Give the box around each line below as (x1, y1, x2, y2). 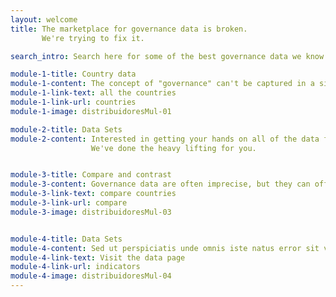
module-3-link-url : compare (10, 198, 128, 208)
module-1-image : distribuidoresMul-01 (10, 106, 172, 116)
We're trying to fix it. (41, 33, 145, 43)
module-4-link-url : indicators (10, 262, 141, 272)
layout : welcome (10, 14, 78, 25)
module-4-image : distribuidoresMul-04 (10, 271, 172, 281)
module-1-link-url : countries (10, 97, 137, 107)
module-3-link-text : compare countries (10, 189, 177, 199)
